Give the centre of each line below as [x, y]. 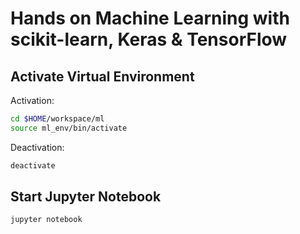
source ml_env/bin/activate [69, 128]
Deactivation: [37, 147]
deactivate [33, 165]
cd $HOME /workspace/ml [57, 119]
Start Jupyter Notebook [86, 197]
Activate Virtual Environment [102, 76]
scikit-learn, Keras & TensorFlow [149, 39]
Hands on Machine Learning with [150, 18]
